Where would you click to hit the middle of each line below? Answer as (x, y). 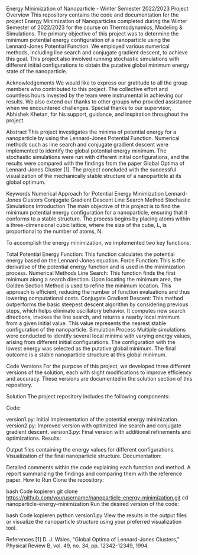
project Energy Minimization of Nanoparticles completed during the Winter (97, 21)
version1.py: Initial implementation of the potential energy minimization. (92, 419)
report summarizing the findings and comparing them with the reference (94, 473)
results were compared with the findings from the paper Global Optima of (95, 163)
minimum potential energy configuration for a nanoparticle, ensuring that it (97, 212)
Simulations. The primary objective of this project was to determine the (92, 34)
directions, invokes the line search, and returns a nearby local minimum (93, 317)
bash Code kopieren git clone (42, 491)
